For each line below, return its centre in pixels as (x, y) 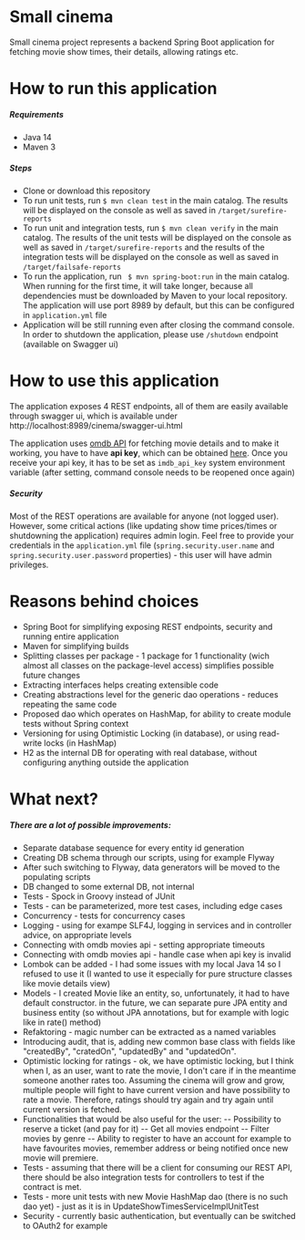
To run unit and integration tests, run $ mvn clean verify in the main (151, 228)
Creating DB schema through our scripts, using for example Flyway (148, 858)
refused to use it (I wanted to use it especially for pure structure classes (158, 974)
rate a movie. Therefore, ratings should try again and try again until (148, 1100)
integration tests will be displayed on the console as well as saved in (151, 257)
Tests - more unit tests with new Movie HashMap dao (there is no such (155, 1197)
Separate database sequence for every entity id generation (133, 848)
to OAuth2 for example (65, 1226)
